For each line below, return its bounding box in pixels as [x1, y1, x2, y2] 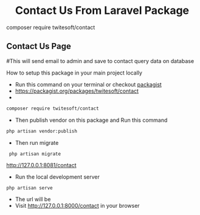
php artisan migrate [9, 151, 61, 157]
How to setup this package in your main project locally [6, 69, 143, 76]
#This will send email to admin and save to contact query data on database [6, 57, 195, 64]
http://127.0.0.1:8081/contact [6, 161, 77, 168]
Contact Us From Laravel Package [15, 4, 190, 18]
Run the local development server [15, 173, 100, 180]
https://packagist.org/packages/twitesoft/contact [15, 87, 139, 94]
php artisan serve [6, 185, 53, 191]
